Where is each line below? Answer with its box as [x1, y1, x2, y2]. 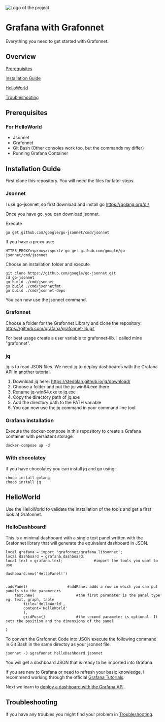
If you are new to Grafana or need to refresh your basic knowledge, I [5, 669, 145, 675]
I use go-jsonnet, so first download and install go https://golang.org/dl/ [5, 201, 150, 207]
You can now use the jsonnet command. [5, 297, 87, 303]
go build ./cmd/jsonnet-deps [5, 288, 66, 293]
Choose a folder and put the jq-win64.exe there [12, 384, 110, 390]
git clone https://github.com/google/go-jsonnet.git [5, 270, 116, 276]
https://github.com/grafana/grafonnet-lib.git [5, 325, 95, 331]
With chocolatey [5, 455, 46, 461]
